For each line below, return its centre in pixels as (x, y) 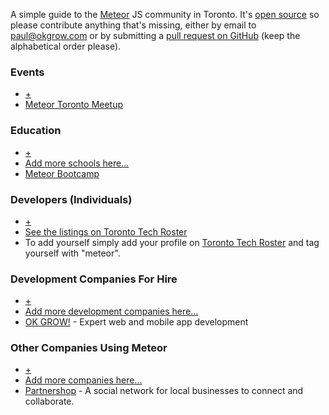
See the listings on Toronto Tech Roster (106, 231)
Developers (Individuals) (71, 199)
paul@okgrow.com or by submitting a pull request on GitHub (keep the (155, 35)
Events (27, 72)
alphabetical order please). (66, 46)
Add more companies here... (83, 380)
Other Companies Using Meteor (89, 348)
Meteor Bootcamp (62, 173)
